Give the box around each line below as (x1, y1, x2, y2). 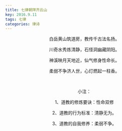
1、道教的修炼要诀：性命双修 (55, 99, 114, 105)
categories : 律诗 (5, 21, 40, 27)
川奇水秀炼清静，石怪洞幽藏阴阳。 (49, 46, 119, 53)
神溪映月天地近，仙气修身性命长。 (49, 57, 119, 63)
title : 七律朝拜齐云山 (5, 7, 48, 13)
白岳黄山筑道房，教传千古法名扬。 (49, 36, 119, 42)
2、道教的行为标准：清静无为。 (52, 110, 117, 116)
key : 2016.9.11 (5, 12, 37, 17)
